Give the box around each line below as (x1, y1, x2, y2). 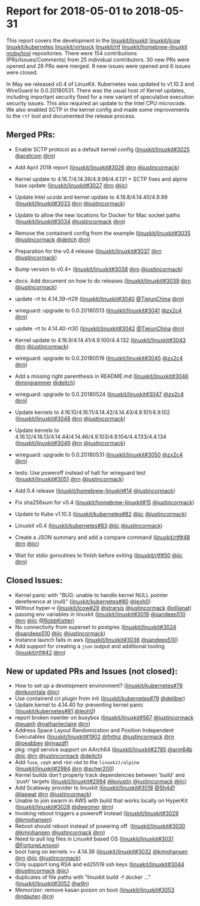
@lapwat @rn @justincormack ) (14, 791, 92, 798)
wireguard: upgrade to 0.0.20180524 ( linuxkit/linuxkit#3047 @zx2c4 (14, 391, 184, 398)
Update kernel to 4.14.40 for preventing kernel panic (14, 701, 144, 708)
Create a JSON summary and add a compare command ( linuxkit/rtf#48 (14, 534, 190, 541)
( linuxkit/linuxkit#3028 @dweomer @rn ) (14, 803, 114, 810)
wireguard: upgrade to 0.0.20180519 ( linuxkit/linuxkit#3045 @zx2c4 (14, 354, 183, 362)
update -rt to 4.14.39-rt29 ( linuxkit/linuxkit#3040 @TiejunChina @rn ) (14, 295, 184, 302)
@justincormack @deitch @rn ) (14, 236, 91, 243)
